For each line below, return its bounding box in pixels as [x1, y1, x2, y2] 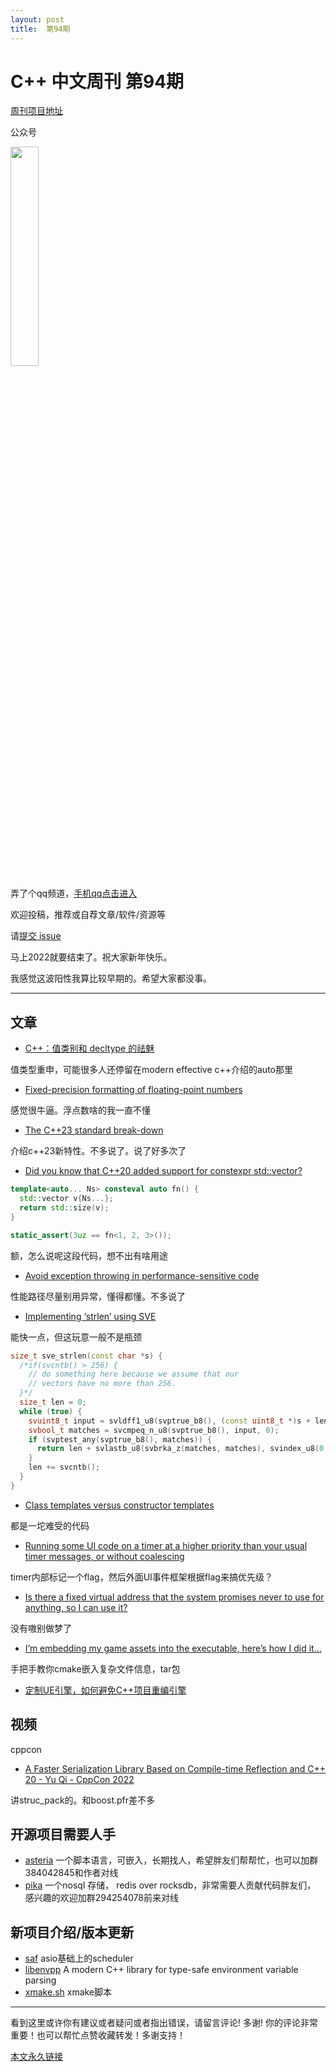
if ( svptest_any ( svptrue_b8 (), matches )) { [28, 1434, 213, 1445]
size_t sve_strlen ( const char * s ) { [10, 1351, 163, 1361]
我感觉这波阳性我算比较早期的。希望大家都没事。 [10, 972, 212, 985]
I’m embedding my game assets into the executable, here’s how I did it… [24, 1642, 322, 1654]
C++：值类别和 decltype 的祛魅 [24, 1042, 155, 1055]
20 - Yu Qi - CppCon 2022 [24, 1773, 135, 1785]
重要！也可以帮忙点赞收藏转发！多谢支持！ [10, 2029, 186, 2041]
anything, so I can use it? [24, 1601, 128, 1613]
